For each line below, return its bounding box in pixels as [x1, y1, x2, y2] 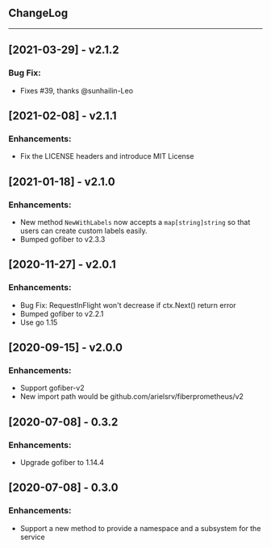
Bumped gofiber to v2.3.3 [19, 234, 106, 244]
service [19, 532, 46, 542]
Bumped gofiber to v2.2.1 [19, 309, 104, 318]
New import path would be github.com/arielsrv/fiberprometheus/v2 [19, 392, 244, 401]
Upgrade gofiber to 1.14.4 [19, 457, 105, 467]
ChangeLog [8, 6, 69, 20]
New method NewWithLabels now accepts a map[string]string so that [19, 217, 251, 226]
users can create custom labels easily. [19, 226, 148, 235]
